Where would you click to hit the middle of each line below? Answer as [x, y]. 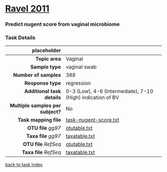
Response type [43, 83]
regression [78, 83]
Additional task [42, 91]
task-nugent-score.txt [92, 120]
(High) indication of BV [92, 98]
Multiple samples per [35, 106]
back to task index [24, 165]
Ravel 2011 [27, 9]
